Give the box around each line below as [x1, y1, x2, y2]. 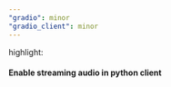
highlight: [8, 46, 44, 57]
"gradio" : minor [8, 13, 70, 23]
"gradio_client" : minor [8, 22, 99, 31]
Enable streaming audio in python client [8, 67, 162, 78]
